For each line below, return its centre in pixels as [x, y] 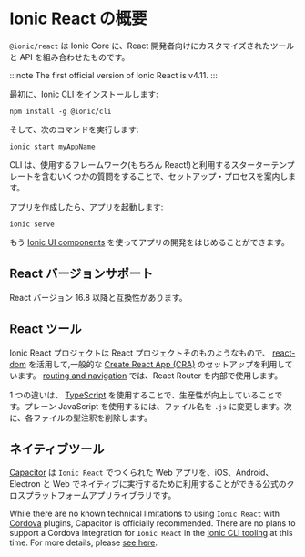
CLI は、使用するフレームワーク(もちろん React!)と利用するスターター [140, 164]
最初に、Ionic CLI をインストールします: [84, 94]
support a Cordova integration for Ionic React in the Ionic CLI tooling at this [151, 533]
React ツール [46, 329]
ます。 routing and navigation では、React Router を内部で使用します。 [150, 376]
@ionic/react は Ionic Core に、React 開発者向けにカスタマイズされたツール [152, 46]
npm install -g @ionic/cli [61, 111]
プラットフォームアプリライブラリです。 [101, 495]
